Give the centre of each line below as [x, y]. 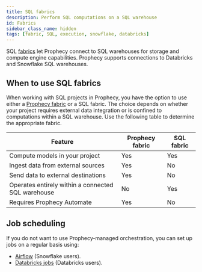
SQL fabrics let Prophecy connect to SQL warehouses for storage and [93, 51]
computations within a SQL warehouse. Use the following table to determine [100, 116]
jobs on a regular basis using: [43, 244]
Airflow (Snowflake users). [48, 256]
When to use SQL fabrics [54, 83]
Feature [62, 141]
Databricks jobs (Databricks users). [59, 262]
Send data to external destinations [58, 175]
